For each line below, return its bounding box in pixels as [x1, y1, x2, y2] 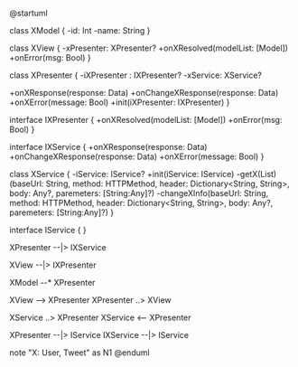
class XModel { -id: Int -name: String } [9, 25, 151, 35]
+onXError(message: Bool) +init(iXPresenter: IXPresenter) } [9, 97, 230, 108]
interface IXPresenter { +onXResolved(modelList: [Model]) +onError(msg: [9, 115, 283, 125]
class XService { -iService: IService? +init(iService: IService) [9, 169, 235, 179]
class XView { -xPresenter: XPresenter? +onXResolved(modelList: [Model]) [9, 42, 289, 53]
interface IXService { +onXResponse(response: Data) [9, 142, 208, 152]
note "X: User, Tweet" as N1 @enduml [9, 347, 151, 358]
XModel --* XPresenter [9, 278, 96, 287]
